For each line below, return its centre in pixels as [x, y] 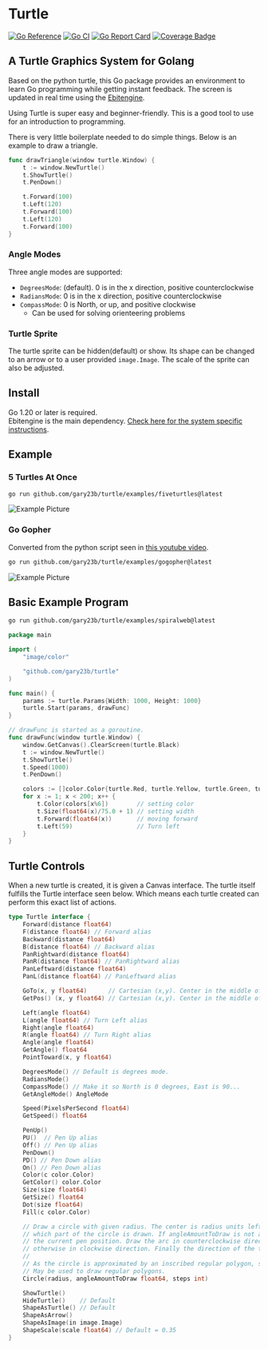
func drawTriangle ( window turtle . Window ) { [82, 160]
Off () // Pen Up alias [60, 1145]
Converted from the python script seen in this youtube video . [108, 547]
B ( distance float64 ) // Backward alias [89, 947]
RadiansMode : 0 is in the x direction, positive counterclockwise [120, 296]
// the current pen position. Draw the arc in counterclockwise [132, 1241]
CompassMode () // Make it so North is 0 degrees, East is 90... [132, 1087]
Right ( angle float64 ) [58, 1028]
